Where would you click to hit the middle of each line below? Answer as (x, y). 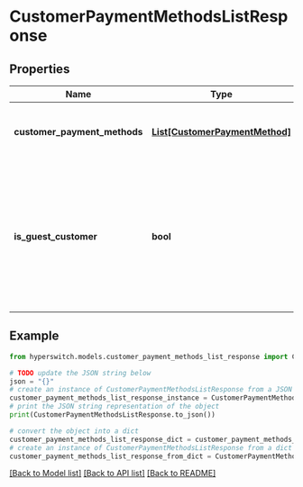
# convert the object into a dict (74, 431)
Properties (40, 69)
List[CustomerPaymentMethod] (221, 132)
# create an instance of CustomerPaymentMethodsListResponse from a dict (151, 447)
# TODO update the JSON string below (80, 373)
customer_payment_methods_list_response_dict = (101, 439)
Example (34, 336)
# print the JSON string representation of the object (115, 407)
